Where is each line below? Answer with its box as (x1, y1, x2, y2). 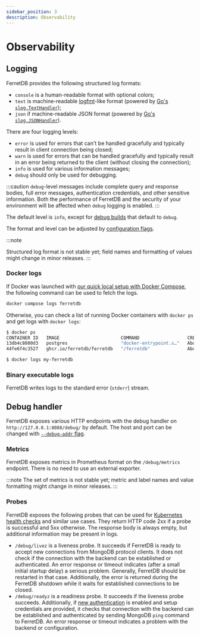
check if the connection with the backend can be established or (14, 554, 171, 561)
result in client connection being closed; (14, 146, 113, 153)
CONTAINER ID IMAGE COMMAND (6, 335, 140, 341)
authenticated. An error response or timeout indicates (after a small (14, 561, 180, 568)
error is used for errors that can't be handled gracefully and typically (14, 140, 185, 147)
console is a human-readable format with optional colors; (14, 91, 155, 98)
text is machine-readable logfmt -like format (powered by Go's (14, 97, 168, 104)
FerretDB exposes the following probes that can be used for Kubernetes (6, 511, 183, 518)
